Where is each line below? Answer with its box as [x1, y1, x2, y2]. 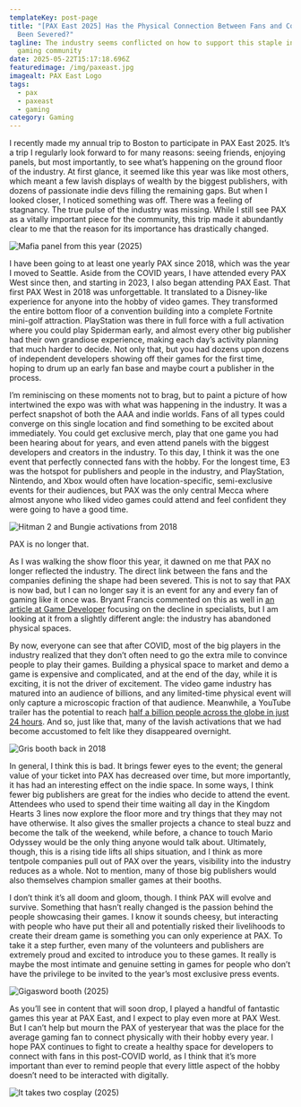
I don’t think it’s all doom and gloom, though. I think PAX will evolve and [9, 893, 271, 904]
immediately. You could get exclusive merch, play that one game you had [9, 428, 279, 439]
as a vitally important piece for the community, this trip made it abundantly [9, 214, 284, 225]
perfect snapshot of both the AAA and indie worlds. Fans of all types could [9, 409, 285, 419]
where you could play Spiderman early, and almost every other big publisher [9, 324, 291, 336]
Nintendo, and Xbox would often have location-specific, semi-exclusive [9, 476, 273, 487]
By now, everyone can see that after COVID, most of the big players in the [9, 640, 281, 651]
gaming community [17, 47, 82, 56]
